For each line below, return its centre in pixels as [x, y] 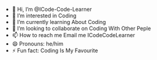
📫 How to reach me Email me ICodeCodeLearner [73, 35]
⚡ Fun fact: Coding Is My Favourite [55, 50]
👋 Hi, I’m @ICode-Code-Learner [52, 9]
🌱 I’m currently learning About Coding [59, 22]
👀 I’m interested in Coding [44, 16]
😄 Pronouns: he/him [37, 44]
